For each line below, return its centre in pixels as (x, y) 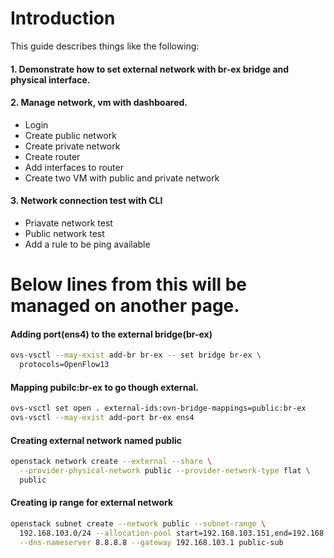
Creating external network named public (96, 440)
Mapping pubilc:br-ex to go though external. (104, 387)
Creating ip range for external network (92, 503)
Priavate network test (68, 223)
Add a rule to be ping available (87, 244)
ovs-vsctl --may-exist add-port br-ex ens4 (102, 418)
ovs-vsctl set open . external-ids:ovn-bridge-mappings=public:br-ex (158, 408)
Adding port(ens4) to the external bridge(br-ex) (111, 334)
